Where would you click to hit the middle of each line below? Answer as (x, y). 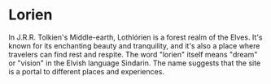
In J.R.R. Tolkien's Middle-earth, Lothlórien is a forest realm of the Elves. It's (135, 37)
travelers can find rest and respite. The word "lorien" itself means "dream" (133, 54)
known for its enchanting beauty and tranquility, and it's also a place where (134, 45)
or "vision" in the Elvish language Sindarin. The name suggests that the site (135, 63)
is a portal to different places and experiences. (87, 71)
